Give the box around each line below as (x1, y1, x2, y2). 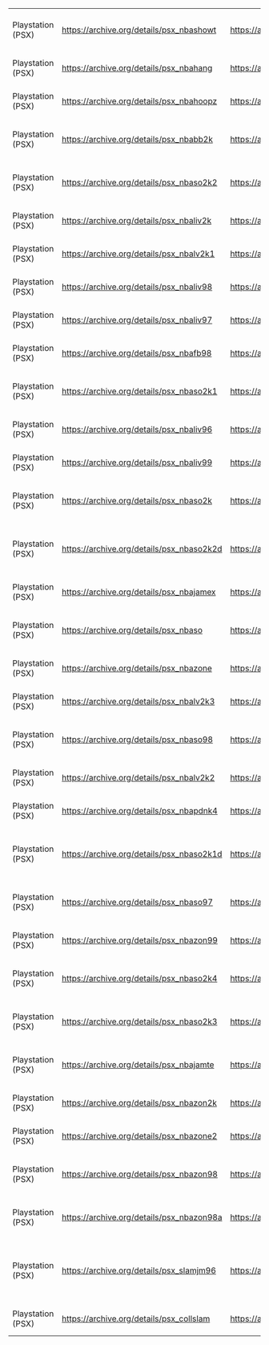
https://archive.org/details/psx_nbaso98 (61, 734, 214, 745)
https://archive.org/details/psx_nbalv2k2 (61, 772, 215, 783)
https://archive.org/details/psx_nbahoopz (61, 96, 218, 107)
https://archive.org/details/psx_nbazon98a (61, 1212, 223, 1223)
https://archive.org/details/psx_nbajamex (61, 586, 216, 597)
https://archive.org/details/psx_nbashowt (61, 24, 217, 35)
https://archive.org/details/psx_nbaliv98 (61, 281, 213, 292)
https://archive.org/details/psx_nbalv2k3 (61, 696, 215, 707)
